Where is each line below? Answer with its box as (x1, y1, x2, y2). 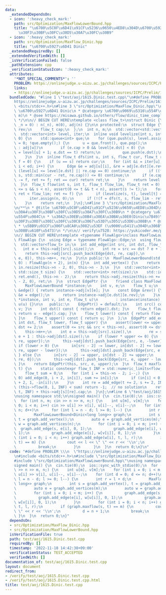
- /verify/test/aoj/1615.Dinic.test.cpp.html (5, 578, 100, 583)
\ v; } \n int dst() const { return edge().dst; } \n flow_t (14, 306, 152, 311)
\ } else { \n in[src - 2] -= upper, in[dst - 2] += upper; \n (14, 352, 154, 357)
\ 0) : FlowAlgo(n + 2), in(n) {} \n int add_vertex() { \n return (14, 260, 161, 265)
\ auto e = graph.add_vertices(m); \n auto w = (14, 486, 142, 491)
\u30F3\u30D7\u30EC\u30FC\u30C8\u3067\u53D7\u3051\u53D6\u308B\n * (14, 219, 156, 224)
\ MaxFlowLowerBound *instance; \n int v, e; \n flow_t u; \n (14, 283, 158, 289)
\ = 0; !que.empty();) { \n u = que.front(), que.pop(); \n (14, 141, 147, 146)
